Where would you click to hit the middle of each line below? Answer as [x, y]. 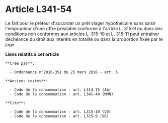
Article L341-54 [38, 9]
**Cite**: [16, 103]
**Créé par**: [20, 63]
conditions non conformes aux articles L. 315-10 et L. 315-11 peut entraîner [82, 34]
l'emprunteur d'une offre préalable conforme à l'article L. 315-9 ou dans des [84, 28]
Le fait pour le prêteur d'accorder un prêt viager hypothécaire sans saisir [80, 23]
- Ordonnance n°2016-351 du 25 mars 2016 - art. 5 [64, 72]
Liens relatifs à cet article [32, 54]
